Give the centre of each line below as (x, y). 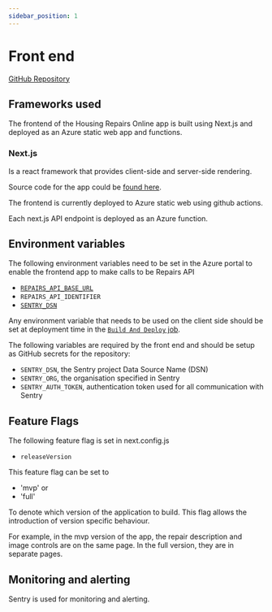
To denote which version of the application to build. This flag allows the (128, 512)
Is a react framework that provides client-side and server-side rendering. (130, 171)
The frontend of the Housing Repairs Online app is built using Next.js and (131, 124)
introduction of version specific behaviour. (79, 521)
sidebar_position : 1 (43, 16)
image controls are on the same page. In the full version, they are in (121, 545)
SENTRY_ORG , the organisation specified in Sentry (100, 378)
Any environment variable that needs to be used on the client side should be (136, 321)
